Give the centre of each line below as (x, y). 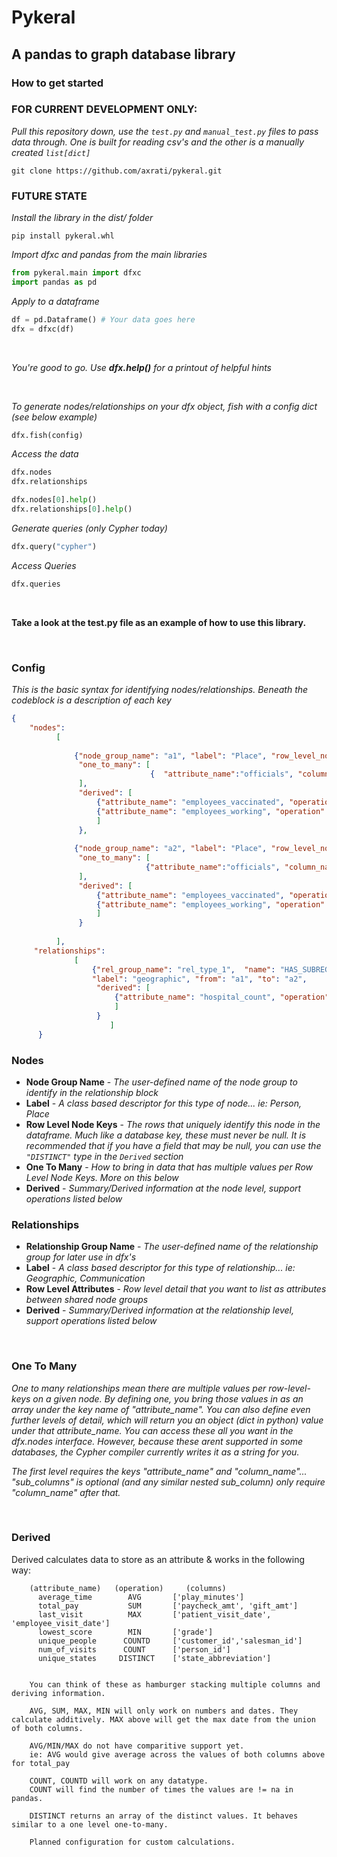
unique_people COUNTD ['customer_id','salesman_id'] (170, 1641)
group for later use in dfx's (81, 1257)
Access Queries (44, 565)
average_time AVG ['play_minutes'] (141, 1597)
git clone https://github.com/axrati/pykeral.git (117, 171)
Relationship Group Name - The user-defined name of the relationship (172, 1247)
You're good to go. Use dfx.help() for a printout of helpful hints (142, 367)
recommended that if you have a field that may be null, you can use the (173, 1145)
